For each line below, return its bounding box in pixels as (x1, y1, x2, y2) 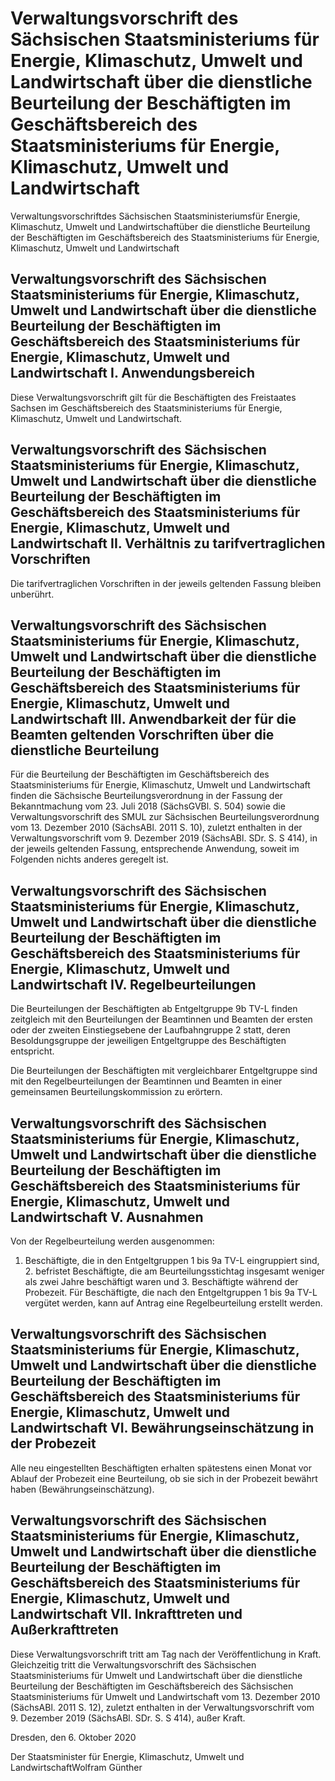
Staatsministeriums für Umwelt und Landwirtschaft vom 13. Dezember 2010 (10, 1690, 321, 1702)
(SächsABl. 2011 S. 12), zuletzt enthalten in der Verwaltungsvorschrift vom (10, 1701, 315, 1713)
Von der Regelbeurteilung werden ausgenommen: (10, 1235, 215, 1247)
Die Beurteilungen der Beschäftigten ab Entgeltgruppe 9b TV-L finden (10, 1003, 298, 1015)
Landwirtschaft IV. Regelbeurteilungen (10, 976, 257, 993)
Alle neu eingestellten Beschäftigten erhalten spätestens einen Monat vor (10, 1462, 312, 1474)
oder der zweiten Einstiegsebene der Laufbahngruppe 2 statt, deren (10, 1024, 291, 1036)
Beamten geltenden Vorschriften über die (10, 726, 275, 743)
